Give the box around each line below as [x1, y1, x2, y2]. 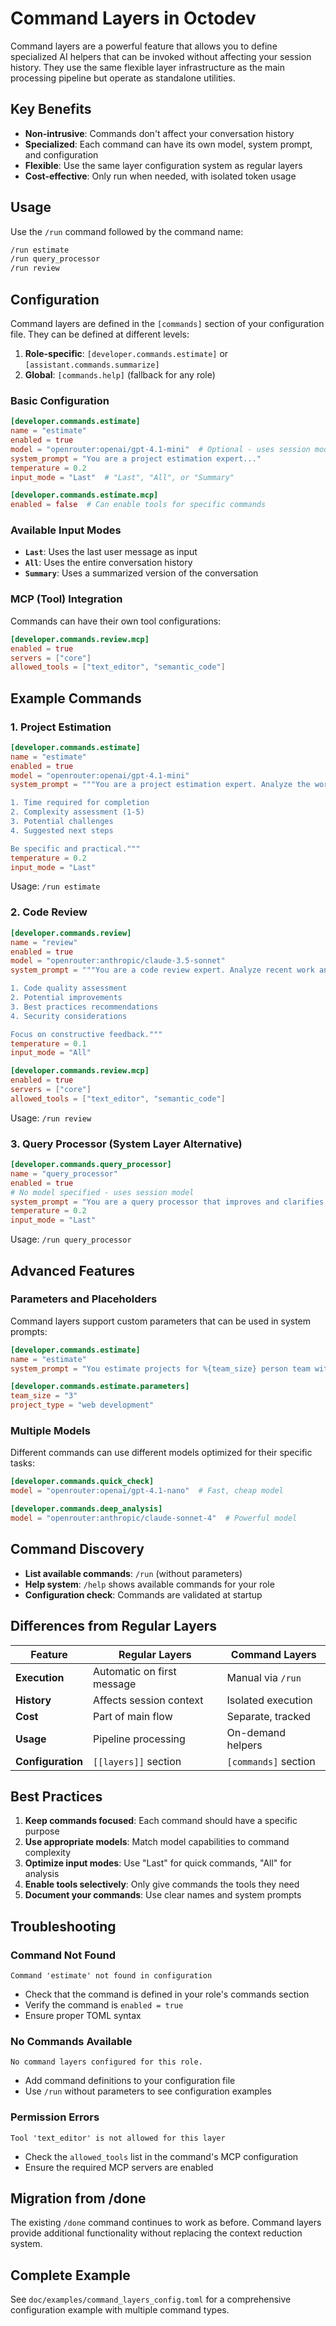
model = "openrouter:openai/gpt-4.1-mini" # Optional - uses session [10, 444, 311, 454]
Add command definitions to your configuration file [24, 2075, 236, 2087]
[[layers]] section [93, 1754, 182, 1768]
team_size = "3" [10, 1391, 78, 1401]
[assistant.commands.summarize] [24, 360, 160, 370]
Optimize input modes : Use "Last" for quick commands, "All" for [24, 1857, 292, 1869]
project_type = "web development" [10, 1400, 155, 1411]
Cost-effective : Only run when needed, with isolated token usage [24, 170, 297, 182]
